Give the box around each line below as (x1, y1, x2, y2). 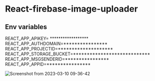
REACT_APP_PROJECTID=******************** (5, 46, 113, 51)
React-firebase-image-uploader (5, 3, 138, 15)
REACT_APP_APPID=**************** (5, 62, 91, 67)
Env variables (5, 23, 47, 31)
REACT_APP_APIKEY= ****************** (5, 35, 89, 41)
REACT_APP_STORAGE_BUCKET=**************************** (5, 51, 150, 57)
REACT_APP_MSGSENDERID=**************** (5, 56, 110, 62)
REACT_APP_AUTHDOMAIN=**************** (5, 41, 108, 47)
